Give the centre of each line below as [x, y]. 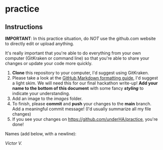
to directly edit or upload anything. [40, 44]
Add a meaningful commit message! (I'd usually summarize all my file [81, 109]
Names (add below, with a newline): [41, 134]
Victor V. [14, 143]
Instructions [24, 27]
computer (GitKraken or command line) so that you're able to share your [77, 58]
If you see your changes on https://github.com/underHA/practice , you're [85, 119]
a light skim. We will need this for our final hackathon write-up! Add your [85, 83]
